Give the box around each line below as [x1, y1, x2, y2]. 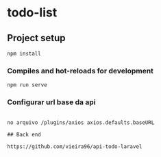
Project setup [7, 32, 66, 44]
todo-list [7, 5, 58, 21]
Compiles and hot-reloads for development [7, 66, 154, 75]
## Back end [7, 131, 41, 138]
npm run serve [7, 82, 48, 88]
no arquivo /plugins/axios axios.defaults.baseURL [7, 119, 155, 126]
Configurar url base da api [7, 97, 96, 107]
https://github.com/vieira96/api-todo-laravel [7, 143, 143, 150]
